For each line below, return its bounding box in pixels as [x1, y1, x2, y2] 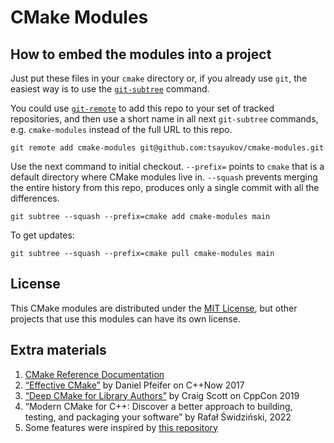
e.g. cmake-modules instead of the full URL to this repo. [10, 124, 233, 135]
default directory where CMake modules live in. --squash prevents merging [10, 171, 318, 183]
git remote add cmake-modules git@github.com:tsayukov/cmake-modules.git [10, 143, 325, 153]
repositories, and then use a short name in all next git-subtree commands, [10, 113, 319, 125]
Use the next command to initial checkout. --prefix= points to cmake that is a [10, 161, 325, 172]
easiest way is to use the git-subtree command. [10, 83, 210, 95]
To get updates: [10, 229, 75, 241]
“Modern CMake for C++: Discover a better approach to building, [24, 400, 293, 412]
